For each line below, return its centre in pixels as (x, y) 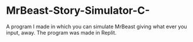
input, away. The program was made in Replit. (61, 32)
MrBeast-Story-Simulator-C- (78, 11)
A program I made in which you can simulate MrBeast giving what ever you (97, 26)
